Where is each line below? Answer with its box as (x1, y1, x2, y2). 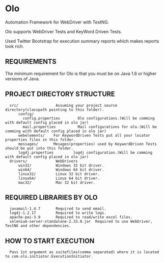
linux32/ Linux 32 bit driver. (18, 171, 100, 176)
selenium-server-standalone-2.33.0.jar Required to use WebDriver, (9, 219, 153, 224)
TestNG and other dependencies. (5, 223, 71, 228)
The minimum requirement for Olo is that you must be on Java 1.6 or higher (5, 71, 157, 76)
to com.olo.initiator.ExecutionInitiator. (5, 254, 93, 259)
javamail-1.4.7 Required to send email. (9, 206, 107, 211)
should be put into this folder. (5, 145, 74, 151)
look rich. (5, 43, 24, 49)
